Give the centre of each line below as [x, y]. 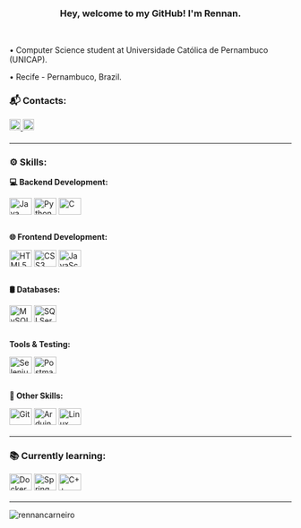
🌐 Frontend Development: [58, 236]
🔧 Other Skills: [36, 396]
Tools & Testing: [40, 344]
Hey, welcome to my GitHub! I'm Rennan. [150, 13]
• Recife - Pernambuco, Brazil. [66, 77]
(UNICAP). [28, 60]
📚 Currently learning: [57, 456]
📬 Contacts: [38, 101]
